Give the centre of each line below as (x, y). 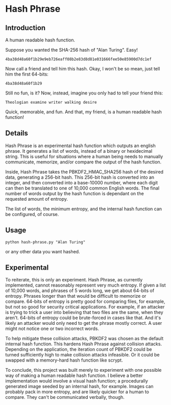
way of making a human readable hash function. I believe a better (74, 375)
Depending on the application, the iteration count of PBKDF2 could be (79, 349)
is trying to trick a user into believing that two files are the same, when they (84, 313)
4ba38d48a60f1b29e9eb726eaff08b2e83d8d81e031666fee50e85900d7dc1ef (79, 59)
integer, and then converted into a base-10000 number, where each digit (82, 182)
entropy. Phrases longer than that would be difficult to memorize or (76, 296)
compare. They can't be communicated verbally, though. (65, 397)
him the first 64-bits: (27, 74)
